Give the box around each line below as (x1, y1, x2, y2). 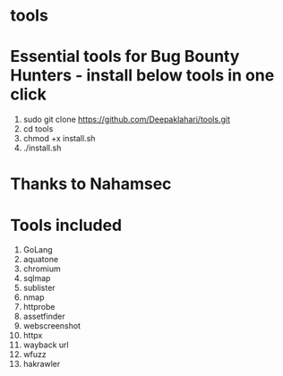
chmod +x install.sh (22, 133, 96, 144)
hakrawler (22, 359, 61, 370)
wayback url (22, 339, 70, 350)
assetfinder (22, 311, 65, 322)
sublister (22, 283, 56, 294)
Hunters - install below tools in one (10, 65, 275, 86)
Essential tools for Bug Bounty (10, 47, 240, 67)
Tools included (10, 215, 123, 235)
